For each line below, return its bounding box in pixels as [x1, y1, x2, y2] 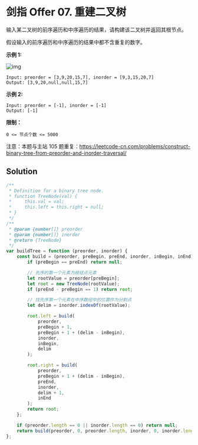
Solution [6, 167, 38, 177]
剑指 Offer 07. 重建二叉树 [6, 5, 127, 19]
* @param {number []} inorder [8, 232, 81, 238]
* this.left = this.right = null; [8, 204, 104, 210]
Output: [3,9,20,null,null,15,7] [6, 79, 88, 86]
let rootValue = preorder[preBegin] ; [27, 275, 120, 281]
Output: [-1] [6, 108, 38, 113]
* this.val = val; [8, 199, 65, 204]
